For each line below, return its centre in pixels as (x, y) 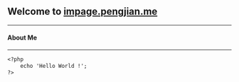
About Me (22, 37)
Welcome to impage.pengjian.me (83, 12)
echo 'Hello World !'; (54, 66)
